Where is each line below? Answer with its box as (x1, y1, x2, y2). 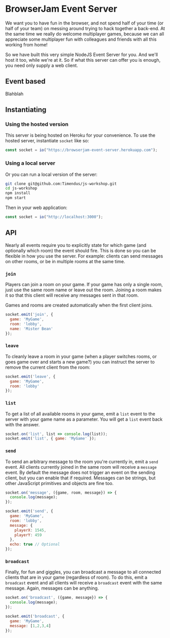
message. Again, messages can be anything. (5, 585, 99, 592)
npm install (5, 191, 30, 196)
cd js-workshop (5, 186, 38, 191)
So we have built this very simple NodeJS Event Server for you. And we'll (5, 52, 158, 58)
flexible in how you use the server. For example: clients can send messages (5, 253, 163, 259)
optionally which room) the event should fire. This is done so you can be (5, 247, 156, 253)
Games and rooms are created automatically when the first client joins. (5, 302, 153, 309)
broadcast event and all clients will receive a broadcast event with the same (5, 580, 162, 586)
